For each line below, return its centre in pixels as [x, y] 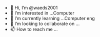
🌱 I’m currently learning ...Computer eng [52, 18]
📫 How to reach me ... [34, 29]
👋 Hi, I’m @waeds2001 [34, 8]
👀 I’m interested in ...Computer [42, 13]
